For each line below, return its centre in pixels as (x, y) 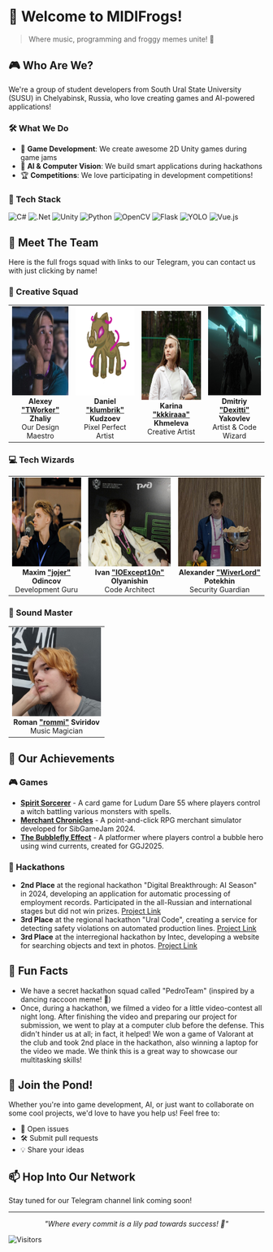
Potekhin (220, 581)
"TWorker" (41, 410)
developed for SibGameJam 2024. (78, 829)
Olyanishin (130, 581)
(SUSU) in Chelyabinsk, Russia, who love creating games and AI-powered (132, 97)
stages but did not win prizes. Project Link (90, 911)
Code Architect (130, 589)
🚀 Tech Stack (35, 199)
